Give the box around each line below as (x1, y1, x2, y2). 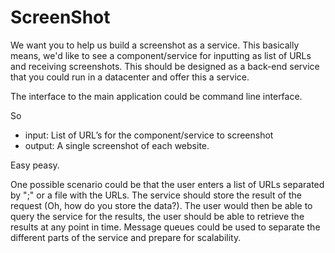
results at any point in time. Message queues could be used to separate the (10, 221, 321, 233)
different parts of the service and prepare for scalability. (10, 231, 242, 243)
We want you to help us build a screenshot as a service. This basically (10, 39, 300, 51)
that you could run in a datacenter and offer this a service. (10, 71, 250, 83)
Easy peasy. (10, 159, 60, 171)
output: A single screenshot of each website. (24, 139, 210, 151)
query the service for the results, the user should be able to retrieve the (10, 210, 305, 222)
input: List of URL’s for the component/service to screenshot (24, 129, 274, 141)
